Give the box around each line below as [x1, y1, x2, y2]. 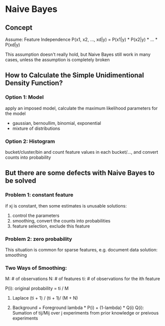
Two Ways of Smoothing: [5, 264, 67, 271]
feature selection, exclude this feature [12, 223, 90, 229]
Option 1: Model [5, 94, 44, 101]
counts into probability [5, 154, 51, 160]
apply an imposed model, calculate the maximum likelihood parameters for [5, 105, 158, 111]
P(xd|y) [5, 42, 20, 48]
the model [5, 110, 26, 116]
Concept [5, 23, 33, 32]
